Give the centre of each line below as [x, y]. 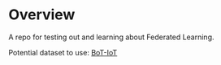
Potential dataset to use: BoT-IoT [63, 52]
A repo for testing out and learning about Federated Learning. [111, 37]
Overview [42, 15]
